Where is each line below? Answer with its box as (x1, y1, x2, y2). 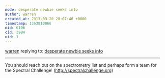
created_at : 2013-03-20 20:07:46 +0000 (5, 16, 87, 21)
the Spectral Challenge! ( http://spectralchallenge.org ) (5, 67, 113, 73)
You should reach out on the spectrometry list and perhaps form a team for (5, 62, 157, 68)
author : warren (5, 12, 36, 17)
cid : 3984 (5, 30, 26, 35)
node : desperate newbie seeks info (5, 7, 78, 12)
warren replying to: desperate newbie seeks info (5, 48, 103, 54)
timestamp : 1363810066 (5, 21, 52, 26)
